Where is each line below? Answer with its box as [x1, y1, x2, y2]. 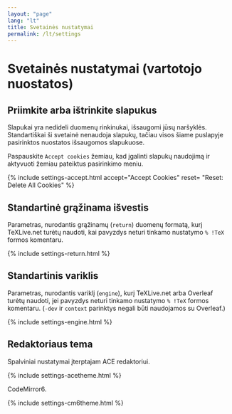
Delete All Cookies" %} [7, 181, 75, 189]
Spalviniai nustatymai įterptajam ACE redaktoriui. [7, 357, 151, 366]
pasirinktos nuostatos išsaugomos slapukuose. [7, 138, 144, 147]
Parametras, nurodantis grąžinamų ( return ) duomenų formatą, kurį [7, 221, 203, 229]
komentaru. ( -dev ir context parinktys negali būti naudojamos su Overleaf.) [7, 304, 226, 312]
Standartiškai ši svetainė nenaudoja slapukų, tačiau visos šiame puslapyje [7, 131, 224, 139]
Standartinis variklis [7, 270, 99, 282]
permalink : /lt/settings [7, 30, 81, 38]
